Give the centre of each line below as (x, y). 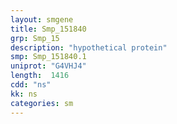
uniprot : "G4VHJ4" (48, 66)
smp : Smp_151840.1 (48, 57)
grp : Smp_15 (35, 38)
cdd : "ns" (31, 85)
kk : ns (24, 94)
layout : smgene (42, 19)
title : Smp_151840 (48, 29)
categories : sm (42, 103)
